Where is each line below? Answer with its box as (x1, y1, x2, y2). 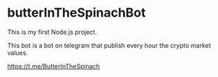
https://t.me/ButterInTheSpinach (7, 62, 100, 70)
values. (7, 49, 28, 57)
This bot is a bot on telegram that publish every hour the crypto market (7, 41, 211, 49)
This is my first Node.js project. (7, 28, 97, 36)
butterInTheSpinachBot (7, 5, 146, 21)
